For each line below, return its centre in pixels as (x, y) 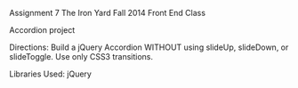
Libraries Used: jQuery (50, 74)
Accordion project (42, 30)
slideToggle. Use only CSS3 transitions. (81, 56)
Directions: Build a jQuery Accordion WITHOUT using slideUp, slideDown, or (149, 47)
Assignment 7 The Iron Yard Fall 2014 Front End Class (108, 13)
